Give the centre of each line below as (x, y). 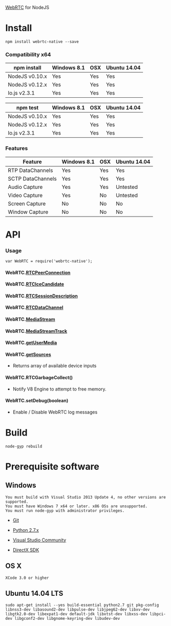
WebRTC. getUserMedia (31, 343)
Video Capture (25, 195)
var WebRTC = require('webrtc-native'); (49, 261)
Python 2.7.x (26, 530)
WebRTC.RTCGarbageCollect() (39, 377)
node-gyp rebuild (24, 446)
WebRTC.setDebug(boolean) (37, 401)
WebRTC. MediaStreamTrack (36, 331)
